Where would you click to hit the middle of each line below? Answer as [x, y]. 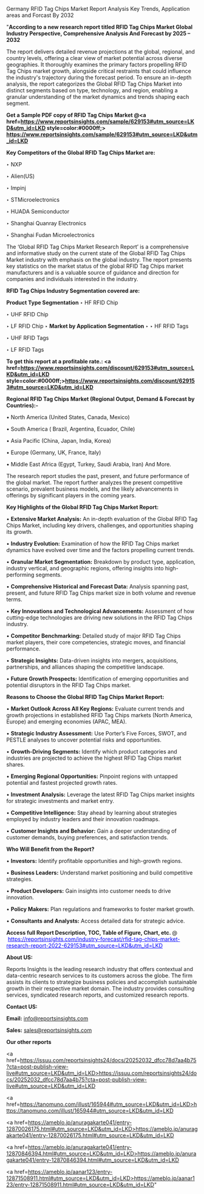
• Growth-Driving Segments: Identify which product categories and [92, 752]
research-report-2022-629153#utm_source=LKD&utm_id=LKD [84, 946]
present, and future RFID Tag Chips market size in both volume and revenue [101, 593]
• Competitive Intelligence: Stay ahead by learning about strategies [92, 813]
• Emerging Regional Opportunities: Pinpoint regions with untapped [92, 776]
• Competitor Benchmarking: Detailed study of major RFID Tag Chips [93, 636]
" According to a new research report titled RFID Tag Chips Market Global [100, 27]
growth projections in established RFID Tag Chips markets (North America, [100, 715]
